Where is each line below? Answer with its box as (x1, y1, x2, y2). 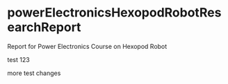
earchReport (7, 19, 81, 35)
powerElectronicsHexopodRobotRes (7, 5, 222, 21)
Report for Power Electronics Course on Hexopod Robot (7, 42, 168, 50)
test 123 (7, 55, 30, 63)
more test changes (7, 69, 61, 77)
